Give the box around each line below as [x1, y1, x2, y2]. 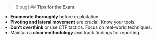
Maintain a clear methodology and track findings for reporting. [10, 30, 141, 35]
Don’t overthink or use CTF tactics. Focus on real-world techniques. [10, 24, 152, 30]
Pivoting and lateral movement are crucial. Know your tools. [10, 19, 136, 25]
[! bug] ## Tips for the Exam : [15, 4, 76, 10]
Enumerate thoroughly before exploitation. [10, 14, 100, 19]
